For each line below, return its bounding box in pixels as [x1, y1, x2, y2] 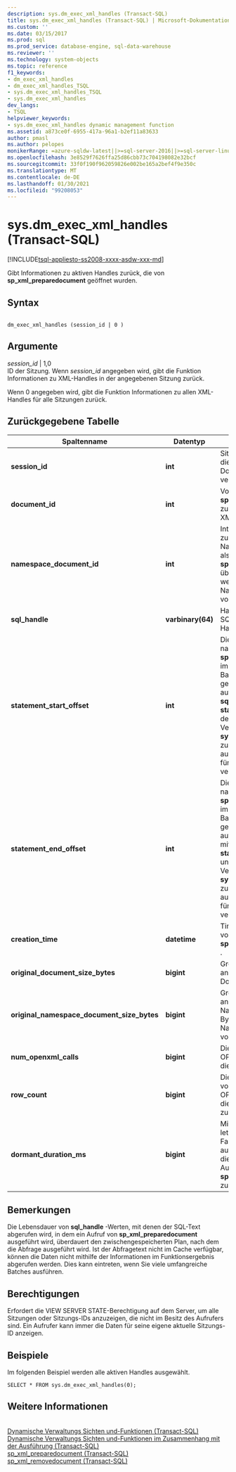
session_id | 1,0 [7, 359, 51, 368]
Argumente [7, 340, 58, 352]
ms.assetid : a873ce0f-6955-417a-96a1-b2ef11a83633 [7, 128, 159, 135]
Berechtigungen [7, 1288, 80, 1300]
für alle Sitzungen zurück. [32, 395, 107, 403]
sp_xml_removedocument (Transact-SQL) [7, 1457, 128, 1465]
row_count [11, 1090, 47, 1099]
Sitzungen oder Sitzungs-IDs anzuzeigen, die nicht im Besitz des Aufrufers [7, 1314, 224, 1322]
